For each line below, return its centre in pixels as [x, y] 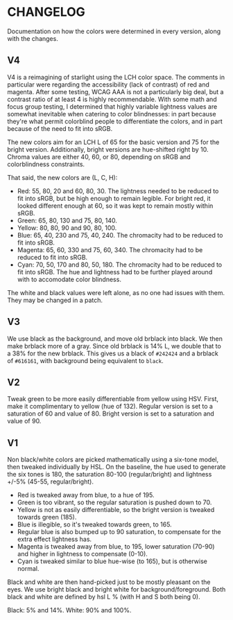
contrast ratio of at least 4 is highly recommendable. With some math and [112, 99]
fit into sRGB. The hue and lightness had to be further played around [115, 272]
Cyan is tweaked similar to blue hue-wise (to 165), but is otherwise [112, 561]
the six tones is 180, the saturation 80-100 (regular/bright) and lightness [110, 475]
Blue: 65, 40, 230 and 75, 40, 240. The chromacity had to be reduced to [120, 235]
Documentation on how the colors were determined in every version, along [114, 31]
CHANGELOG [46, 12]
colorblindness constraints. [46, 164]
